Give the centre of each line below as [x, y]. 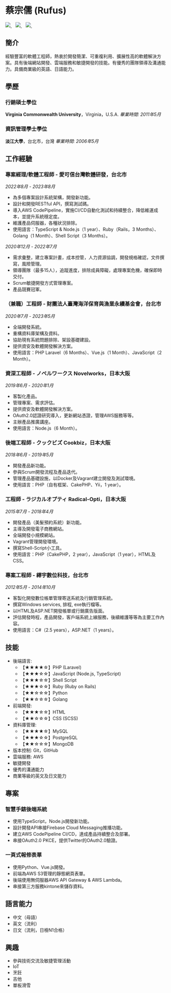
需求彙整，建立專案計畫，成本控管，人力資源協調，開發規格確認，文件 [86, 257]
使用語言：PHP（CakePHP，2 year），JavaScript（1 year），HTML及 [84, 554]
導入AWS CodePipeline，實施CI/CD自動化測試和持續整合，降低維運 [83, 210]
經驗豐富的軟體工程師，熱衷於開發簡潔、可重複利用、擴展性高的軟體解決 [81, 56]
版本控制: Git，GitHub [35, 750]
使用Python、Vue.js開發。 [40, 867]
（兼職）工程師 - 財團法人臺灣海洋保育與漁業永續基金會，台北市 [83, 304]
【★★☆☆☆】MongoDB [47, 744]
